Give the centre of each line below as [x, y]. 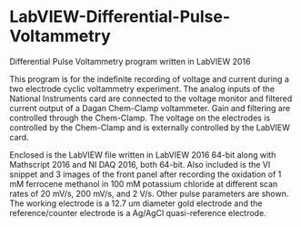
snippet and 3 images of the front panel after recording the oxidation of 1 [145, 174]
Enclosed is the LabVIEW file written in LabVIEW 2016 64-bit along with [143, 155]
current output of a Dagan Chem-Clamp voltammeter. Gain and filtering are [150, 108]
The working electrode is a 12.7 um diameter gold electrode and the [136, 203]
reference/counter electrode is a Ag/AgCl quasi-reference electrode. [138, 212]
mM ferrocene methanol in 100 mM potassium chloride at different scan [144, 183]
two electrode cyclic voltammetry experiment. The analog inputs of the [142, 88]
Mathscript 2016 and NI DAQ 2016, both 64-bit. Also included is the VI [140, 164]
